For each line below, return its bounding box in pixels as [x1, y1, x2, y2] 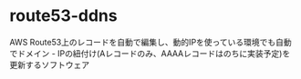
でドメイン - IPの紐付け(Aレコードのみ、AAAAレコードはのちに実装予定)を [9, 47, 291, 59]
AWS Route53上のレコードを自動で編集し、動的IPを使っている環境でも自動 [9, 36, 292, 47]
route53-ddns [9, 5, 118, 26]
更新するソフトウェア [9, 59, 89, 70]
